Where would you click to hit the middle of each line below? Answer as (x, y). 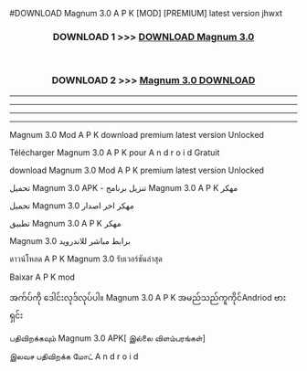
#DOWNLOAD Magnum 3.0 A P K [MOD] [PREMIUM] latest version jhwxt (146, 13)
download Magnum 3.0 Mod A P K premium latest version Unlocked (137, 170)
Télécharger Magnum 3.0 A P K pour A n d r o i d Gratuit (115, 152)
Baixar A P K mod (42, 277)
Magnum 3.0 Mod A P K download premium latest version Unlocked (137, 134)
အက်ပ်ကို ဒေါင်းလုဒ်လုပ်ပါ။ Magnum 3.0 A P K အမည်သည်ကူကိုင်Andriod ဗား (148, 297)
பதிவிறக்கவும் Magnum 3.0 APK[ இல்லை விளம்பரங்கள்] (107, 338)
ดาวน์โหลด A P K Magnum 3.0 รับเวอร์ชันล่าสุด (86, 259)
